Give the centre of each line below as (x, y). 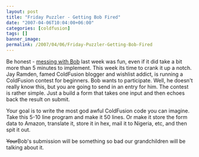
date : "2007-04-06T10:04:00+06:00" (50, 23)
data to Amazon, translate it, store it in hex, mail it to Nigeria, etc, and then (97, 123)
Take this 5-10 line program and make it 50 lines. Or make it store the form (97, 117)
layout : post (22, 12)
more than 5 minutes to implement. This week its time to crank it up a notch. (99, 68)
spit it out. (18, 129)
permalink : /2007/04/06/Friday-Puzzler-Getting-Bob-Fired (79, 45)
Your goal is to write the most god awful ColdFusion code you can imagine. (98, 111)
